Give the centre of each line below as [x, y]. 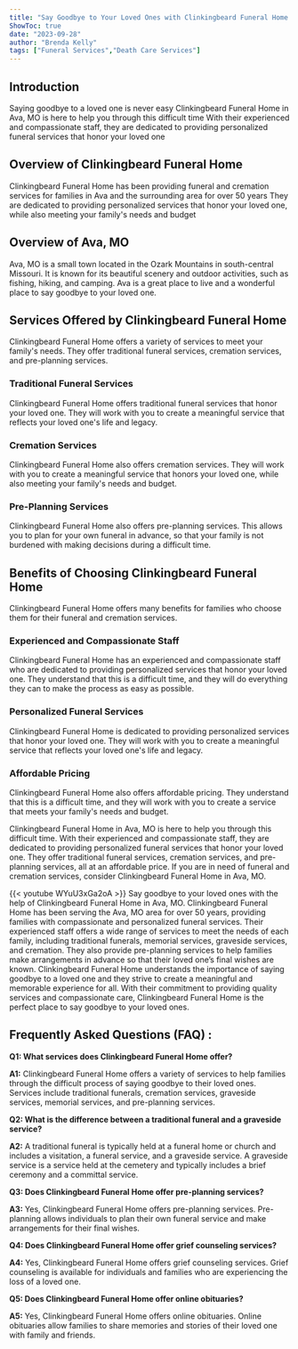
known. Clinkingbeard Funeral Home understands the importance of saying [147, 969]
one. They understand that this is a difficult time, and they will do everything [149, 679]
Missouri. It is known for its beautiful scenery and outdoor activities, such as [149, 274]
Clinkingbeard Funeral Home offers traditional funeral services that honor [143, 403]
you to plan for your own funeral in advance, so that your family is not [137, 536]
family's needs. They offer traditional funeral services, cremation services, [145, 351]
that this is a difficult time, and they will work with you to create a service [143, 802]
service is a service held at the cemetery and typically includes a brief [138, 1165]
